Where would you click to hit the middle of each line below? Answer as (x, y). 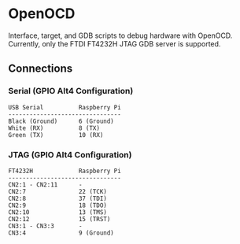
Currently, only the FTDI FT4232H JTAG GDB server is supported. (114, 43)
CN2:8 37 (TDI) (58, 198)
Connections (41, 69)
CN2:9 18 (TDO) (58, 205)
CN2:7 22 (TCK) (58, 191)
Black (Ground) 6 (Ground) (61, 121)
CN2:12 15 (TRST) (59, 219)
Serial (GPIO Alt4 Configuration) (71, 91)
